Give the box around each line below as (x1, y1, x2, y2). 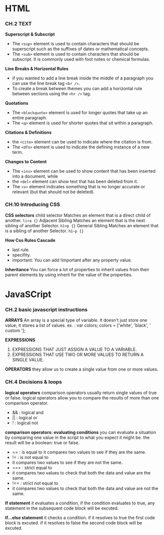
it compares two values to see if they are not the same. (12, 459, 123, 465)
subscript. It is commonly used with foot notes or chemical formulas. (12, 57, 150, 62)
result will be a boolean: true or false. (5, 439, 80, 445)
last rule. (12, 247, 30, 253)
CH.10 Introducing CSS (5, 201, 60, 208)
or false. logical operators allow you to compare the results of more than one (5, 395, 159, 400)
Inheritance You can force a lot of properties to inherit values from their (5, 266, 150, 272)
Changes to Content (5, 159, 47, 165)
